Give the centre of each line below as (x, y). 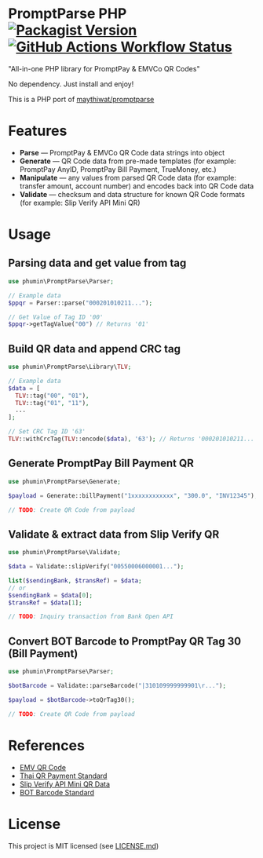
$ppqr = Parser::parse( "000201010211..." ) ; (80, 303)
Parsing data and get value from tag (97, 263)
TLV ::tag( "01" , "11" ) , (52, 403)
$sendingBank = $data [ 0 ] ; (50, 595)
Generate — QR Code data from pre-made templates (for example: (128, 161)
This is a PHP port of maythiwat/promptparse (81, 99)
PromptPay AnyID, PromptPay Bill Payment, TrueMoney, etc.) (118, 169)
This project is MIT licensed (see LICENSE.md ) (84, 845)
